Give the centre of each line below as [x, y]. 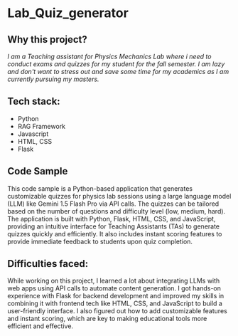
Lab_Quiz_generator [68, 13]
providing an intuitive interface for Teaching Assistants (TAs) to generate [114, 226]
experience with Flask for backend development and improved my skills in [116, 296]
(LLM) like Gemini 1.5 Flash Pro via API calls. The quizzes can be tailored [113, 204]
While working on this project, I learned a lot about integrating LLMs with [114, 281]
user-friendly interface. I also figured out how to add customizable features [117, 311]
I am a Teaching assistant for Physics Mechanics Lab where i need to [109, 56]
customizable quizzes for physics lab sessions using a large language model [119, 196]
